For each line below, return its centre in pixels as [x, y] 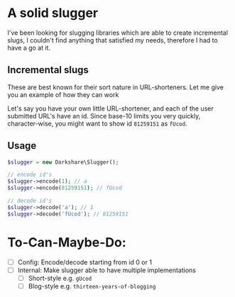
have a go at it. [29, 47]
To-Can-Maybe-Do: [67, 242]
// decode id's [30, 201]
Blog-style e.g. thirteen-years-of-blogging [92, 286]
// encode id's [30, 175]
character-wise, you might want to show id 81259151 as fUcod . [97, 123]
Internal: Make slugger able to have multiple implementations [107, 270]
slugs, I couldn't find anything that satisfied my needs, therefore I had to [113, 40]
